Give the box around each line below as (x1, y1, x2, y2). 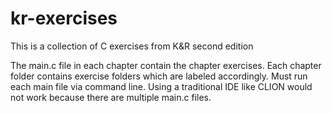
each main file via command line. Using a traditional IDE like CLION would (10, 80, 313, 92)
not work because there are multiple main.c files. (10, 91, 212, 103)
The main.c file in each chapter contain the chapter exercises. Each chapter (10, 59, 322, 71)
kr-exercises (10, 7, 118, 30)
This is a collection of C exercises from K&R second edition (10, 40, 254, 52)
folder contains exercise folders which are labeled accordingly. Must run (10, 70, 308, 82)
